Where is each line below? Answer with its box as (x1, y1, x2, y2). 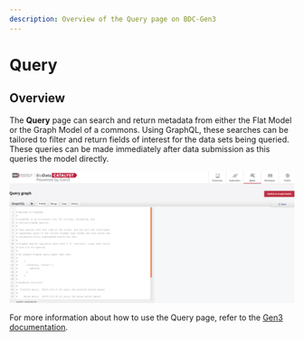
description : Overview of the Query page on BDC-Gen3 (9, 14, 217, 24)
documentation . (9, 321, 69, 332)
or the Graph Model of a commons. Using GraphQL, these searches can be (9, 124, 290, 135)
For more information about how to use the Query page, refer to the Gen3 (9, 312, 283, 323)
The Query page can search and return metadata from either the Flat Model (9, 114, 292, 126)
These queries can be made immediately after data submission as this (9, 143, 271, 154)
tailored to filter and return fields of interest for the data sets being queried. (9, 134, 290, 145)
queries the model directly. (9, 153, 109, 164)
